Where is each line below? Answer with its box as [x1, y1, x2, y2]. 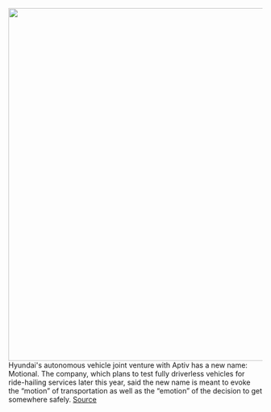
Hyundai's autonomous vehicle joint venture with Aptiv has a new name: [8, 360, 248, 370]
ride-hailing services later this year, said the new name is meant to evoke [8, 377, 251, 387]
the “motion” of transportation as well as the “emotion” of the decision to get [8, 386, 263, 395]
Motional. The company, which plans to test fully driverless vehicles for [8, 369, 245, 378]
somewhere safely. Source [8, 395, 97, 404]
